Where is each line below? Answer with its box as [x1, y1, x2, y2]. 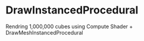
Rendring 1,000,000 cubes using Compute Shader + [5, 23, 133, 30]
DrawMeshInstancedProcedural [5, 29, 84, 36]
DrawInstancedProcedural [5, 4, 139, 17]
